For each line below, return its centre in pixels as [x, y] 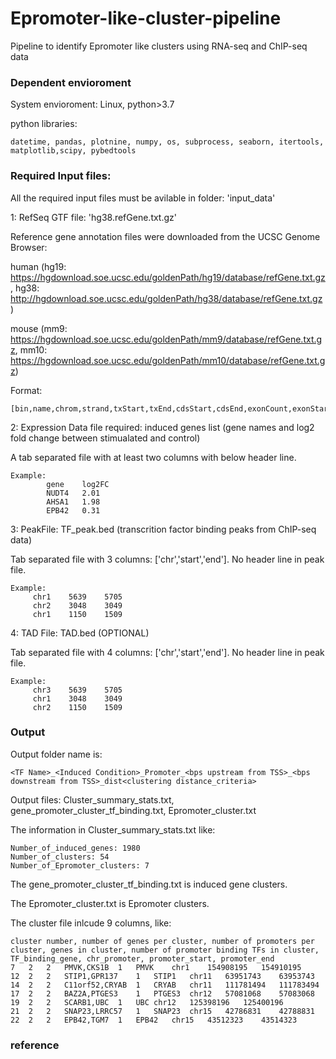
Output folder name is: [56, 754]
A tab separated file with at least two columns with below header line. [153, 457]
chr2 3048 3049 [77, 605]
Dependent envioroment [71, 82]
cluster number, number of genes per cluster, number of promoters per [162, 941]
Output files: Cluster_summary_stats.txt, [92, 799]
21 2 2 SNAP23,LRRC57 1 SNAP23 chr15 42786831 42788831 [162, 1011]
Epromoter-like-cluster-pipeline [146, 18]
